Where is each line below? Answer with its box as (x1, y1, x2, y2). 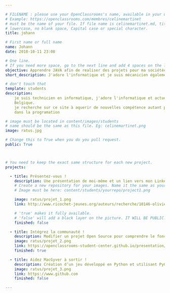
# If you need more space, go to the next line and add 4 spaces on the (5, 63, 162, 68)
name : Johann (5, 44, 33, 50)
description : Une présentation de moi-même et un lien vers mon (14, 178, 153, 183)
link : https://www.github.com (14, 271, 78, 276)
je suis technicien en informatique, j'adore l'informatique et (14, 95, 153, 101)
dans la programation (14, 110, 60, 115)
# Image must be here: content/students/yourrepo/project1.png (14, 188, 151, 193)
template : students (5, 86, 47, 91)
